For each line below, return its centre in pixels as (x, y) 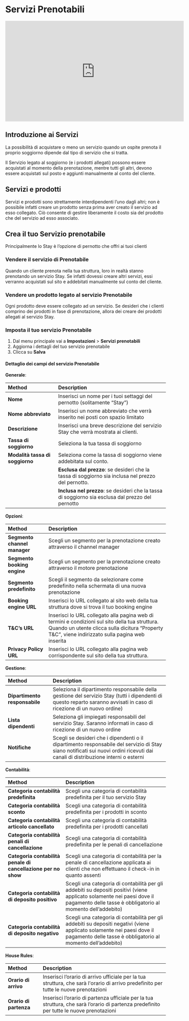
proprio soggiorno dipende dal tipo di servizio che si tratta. (67, 152)
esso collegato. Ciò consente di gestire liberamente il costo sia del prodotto (85, 213)
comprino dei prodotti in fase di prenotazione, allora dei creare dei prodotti (84, 311)
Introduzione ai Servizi (42, 135)
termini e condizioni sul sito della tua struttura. (103, 622)
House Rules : (20, 956)
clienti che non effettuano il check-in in (113, 869)
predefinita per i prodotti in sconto (106, 812)
